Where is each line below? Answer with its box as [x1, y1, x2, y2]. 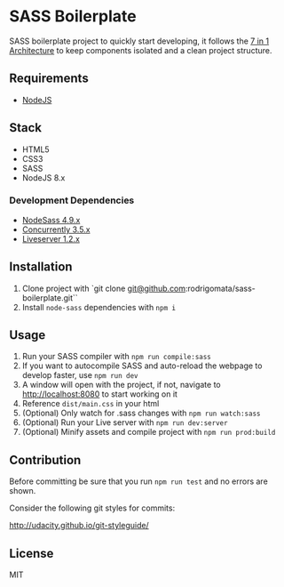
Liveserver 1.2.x [21, 233, 80, 244]
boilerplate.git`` [21, 292, 78, 303]
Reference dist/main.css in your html [21, 398, 160, 409]
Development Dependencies [9, 194, 135, 206]
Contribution [9, 452, 82, 468]
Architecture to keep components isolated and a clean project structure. [9, 44, 272, 55]
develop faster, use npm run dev [21, 370, 139, 381]
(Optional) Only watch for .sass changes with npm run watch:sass [21, 407, 261, 419]
